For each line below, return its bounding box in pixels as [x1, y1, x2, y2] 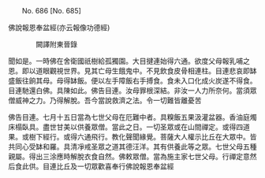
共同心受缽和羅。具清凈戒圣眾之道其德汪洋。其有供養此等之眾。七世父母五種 [8, 142, 257, 151]
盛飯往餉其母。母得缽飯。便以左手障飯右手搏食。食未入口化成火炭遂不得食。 [8, 76, 257, 85]
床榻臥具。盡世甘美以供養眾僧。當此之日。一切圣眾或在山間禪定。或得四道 [8, 122, 250, 132]
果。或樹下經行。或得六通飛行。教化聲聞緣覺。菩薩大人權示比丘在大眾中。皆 [8, 132, 257, 141]
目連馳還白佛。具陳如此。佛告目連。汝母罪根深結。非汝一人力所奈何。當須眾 [8, 86, 257, 95]
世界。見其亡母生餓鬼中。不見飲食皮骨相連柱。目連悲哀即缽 [62, 66, 257, 76]
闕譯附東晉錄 [35, 39, 77, 49]
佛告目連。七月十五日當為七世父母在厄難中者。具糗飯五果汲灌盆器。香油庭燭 [8, 113, 257, 121]
